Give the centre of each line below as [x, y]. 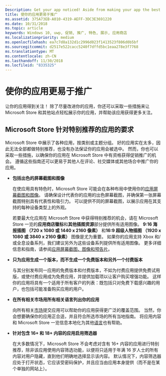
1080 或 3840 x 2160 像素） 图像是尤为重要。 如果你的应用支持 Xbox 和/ [86, 237]
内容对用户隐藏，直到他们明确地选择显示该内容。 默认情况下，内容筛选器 [87, 356]
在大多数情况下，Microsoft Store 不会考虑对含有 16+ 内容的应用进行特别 [86, 344]
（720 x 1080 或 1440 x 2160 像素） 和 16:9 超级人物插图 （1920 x [94, 230]
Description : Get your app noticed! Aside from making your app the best [83, 10]
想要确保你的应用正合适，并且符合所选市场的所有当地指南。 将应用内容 [89, 316]
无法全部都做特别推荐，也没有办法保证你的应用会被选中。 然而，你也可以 [84, 149]
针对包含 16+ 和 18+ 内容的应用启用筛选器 [55, 333]
